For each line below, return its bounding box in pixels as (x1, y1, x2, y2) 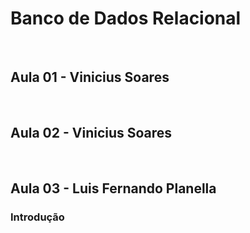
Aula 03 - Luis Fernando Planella (10, 180, 217, 197)
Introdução (10, 210, 65, 224)
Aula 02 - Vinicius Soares (10, 125, 173, 142)
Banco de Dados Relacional (10, 7, 242, 30)
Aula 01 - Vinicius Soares (10, 69, 170, 86)
